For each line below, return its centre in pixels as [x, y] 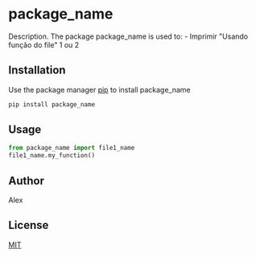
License [29, 225]
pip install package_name [52, 104]
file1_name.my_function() [52, 155]
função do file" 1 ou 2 [44, 44]
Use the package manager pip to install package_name [99, 89]
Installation [37, 70]
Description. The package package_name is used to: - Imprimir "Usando [128, 36]
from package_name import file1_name [72, 148]
